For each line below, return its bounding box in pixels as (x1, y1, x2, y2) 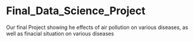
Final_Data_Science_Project (6, 4, 146, 18)
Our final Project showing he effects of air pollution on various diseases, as (6, 24, 189, 31)
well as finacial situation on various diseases (6, 30, 114, 37)
